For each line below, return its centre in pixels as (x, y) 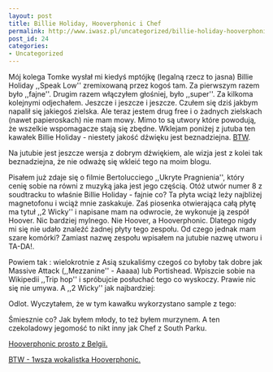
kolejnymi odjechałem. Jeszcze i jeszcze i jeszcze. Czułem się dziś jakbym (133, 103)
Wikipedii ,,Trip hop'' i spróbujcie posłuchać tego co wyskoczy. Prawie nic (132, 279)
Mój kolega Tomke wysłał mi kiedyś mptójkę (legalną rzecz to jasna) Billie (131, 77)
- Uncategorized (36, 54)
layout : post (30, 16)
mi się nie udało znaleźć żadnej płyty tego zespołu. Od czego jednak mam (132, 229)
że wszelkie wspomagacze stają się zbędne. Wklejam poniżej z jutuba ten (132, 128)
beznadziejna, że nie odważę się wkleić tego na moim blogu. (110, 162)
